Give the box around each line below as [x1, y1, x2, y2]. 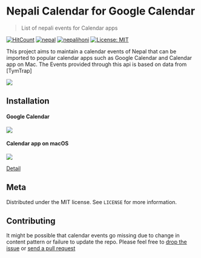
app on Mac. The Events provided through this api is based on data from [6, 61, 187, 68]
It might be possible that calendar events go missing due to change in [6, 232, 180, 239]
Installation [6, 96, 50, 107]
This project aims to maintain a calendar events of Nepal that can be [6, 47, 177, 55]
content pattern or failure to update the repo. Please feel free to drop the [6, 238, 188, 246]
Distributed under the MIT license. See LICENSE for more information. [6, 198, 177, 205]
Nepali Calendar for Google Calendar [6, 4, 196, 18]
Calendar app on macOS [6, 140, 69, 147]
